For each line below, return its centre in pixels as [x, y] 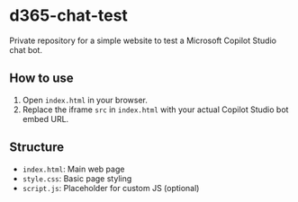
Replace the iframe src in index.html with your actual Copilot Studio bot [155, 110]
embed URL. [45, 119]
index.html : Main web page [73, 169]
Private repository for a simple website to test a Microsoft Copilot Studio [143, 40]
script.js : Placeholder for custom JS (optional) [111, 188]
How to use [41, 79]
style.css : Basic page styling [77, 178]
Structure [37, 148]
